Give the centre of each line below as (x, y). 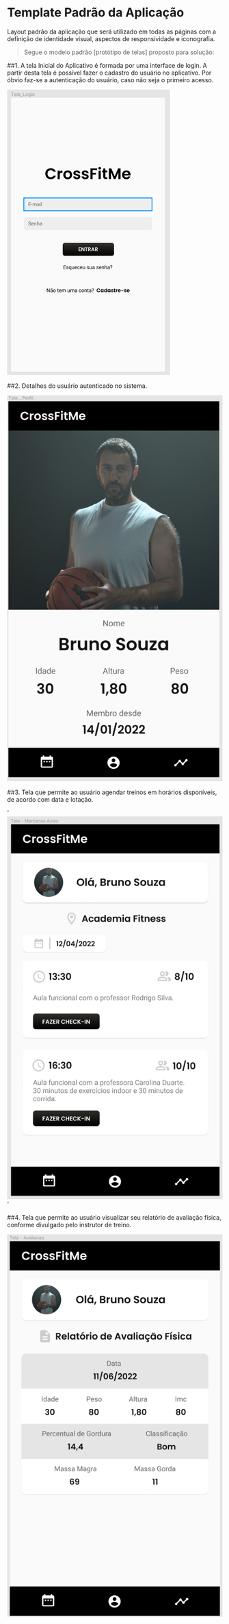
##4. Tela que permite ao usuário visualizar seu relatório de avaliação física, (114, 1218)
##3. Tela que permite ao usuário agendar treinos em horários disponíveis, (112, 792)
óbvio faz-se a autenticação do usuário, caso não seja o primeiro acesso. (110, 79)
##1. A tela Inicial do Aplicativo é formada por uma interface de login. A (107, 65)
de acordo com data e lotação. (50, 799)
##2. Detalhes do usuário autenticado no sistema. (77, 386)
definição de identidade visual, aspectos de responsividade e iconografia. (111, 38)
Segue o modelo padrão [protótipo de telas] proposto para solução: (119, 52)
